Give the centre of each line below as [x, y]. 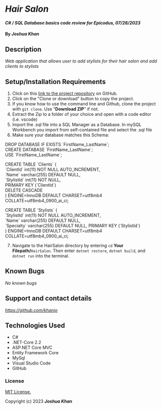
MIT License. [18, 391]
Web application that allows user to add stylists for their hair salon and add [81, 61]
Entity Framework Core [35, 353]
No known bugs [21, 283]
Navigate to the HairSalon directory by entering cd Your [68, 246]
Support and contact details [48, 298]
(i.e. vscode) [25, 119]
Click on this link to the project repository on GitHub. [65, 93]
